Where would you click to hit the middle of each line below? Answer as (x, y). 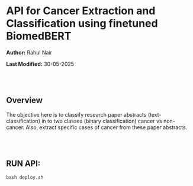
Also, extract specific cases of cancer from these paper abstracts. (107, 127)
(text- (155, 114)
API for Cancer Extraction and (81, 11)
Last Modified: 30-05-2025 (40, 64)
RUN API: (23, 164)
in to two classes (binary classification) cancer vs (102, 121)
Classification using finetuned (82, 23)
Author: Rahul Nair (29, 52)
